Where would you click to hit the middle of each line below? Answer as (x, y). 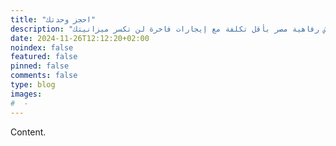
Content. (28, 132)
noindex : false (42, 47)
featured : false (44, 57)
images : (26, 94)
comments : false (44, 76)
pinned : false (40, 66)
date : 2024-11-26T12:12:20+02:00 (80, 38)
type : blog (33, 85)
